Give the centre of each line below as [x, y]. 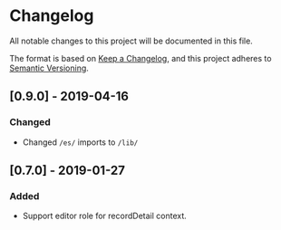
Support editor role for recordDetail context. [105, 216]
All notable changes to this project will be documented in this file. [131, 41]
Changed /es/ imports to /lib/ [80, 142]
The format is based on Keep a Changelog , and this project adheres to [140, 58]
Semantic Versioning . [49, 68]
